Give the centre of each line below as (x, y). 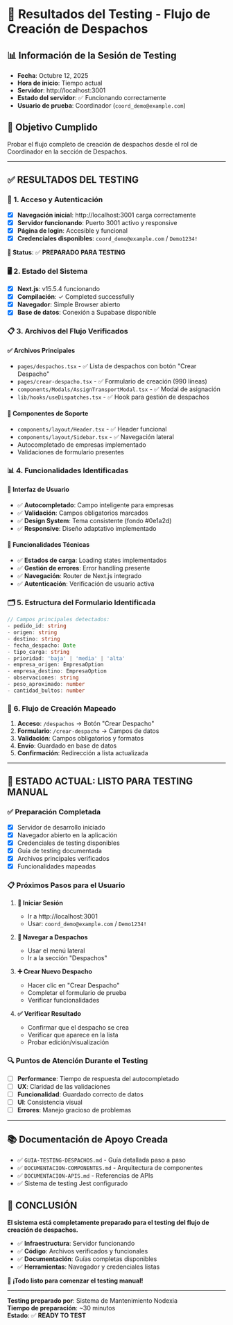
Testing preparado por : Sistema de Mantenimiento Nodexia (93, 1300)
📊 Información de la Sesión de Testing (92, 55)
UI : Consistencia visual (50, 1102)
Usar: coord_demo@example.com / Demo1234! (87, 924)
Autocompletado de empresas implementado (82, 445)
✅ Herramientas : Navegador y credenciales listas (88, 1267)
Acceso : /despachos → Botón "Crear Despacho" (86, 724)
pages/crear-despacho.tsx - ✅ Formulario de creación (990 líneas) (112, 381)
